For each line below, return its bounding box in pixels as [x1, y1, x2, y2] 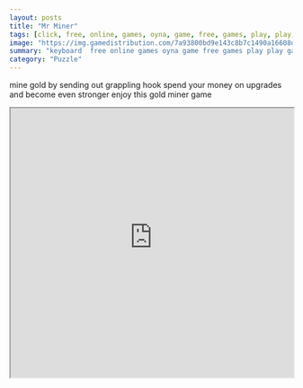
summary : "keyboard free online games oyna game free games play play [9, 47, 283, 56]
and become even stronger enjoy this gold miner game [9, 89, 212, 100]
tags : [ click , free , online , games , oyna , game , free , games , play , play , [9, 30, 296, 39]
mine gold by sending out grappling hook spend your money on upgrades [9, 80, 282, 90]
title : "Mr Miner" [9, 22, 78, 31]
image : [9, 38, 34, 48]
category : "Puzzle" [9, 55, 83, 64]
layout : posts [9, 13, 63, 22]
